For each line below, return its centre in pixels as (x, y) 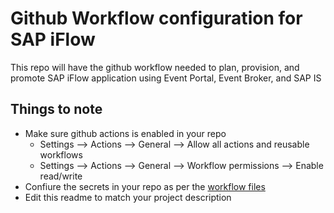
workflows (61, 154)
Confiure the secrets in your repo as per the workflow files (145, 186)
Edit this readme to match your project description (128, 197)
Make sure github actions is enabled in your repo (125, 133)
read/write (61, 176)
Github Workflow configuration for (156, 18)
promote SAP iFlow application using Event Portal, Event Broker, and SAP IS (166, 78)
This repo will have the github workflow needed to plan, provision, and (155, 67)
